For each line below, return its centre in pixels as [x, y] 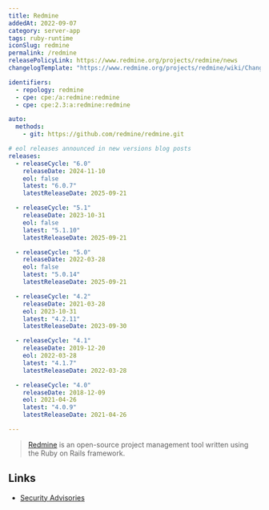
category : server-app [44, 30]
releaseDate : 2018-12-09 [64, 393]
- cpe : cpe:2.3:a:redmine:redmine [73, 105]
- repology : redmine [50, 90]
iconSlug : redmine [39, 46]
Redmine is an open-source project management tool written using [138, 444]
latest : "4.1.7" [50, 363]
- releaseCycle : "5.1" [53, 208]
